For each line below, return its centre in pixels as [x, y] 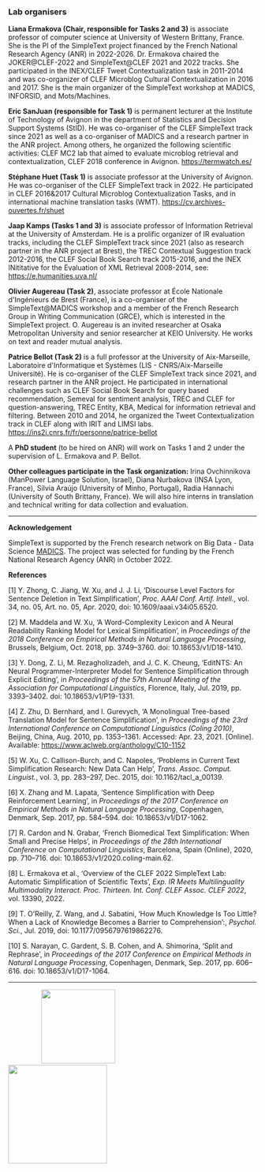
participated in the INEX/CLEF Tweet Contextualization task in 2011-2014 [126, 71]
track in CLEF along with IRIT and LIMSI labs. [81, 424]
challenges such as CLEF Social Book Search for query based [108, 391]
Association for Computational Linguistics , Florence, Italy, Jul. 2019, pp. [125, 688]
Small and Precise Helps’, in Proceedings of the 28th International [115, 841]
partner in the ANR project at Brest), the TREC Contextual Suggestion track [130, 251]
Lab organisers [37, 12]
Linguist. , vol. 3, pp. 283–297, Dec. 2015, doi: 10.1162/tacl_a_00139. [116, 777]
